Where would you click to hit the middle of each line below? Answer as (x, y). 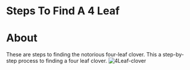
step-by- (174, 55)
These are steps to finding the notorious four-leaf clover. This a (84, 55)
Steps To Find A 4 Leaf (63, 11)
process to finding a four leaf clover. (63, 61)
